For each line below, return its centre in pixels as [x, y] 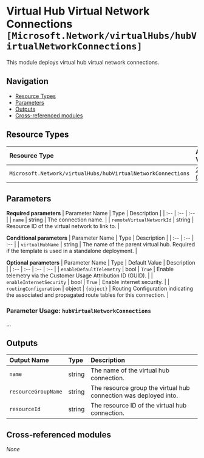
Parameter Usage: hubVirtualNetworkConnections [79, 311]
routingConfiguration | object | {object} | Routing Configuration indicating [100, 289]
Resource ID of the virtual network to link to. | [63, 226]
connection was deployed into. [134, 395]
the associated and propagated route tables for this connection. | [87, 295]
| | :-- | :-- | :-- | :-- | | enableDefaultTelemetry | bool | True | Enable [90, 269]
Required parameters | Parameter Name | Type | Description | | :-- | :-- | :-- [101, 213]
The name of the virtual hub [130, 370]
